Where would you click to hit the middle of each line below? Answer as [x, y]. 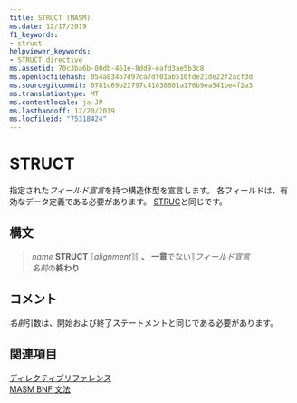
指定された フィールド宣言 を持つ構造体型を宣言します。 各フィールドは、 [145, 191]
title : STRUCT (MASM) [50, 18]
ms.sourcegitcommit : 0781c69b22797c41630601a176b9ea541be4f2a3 [131, 85]
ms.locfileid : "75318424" [58, 119]
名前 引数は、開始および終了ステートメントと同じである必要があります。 [144, 322]
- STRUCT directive [46, 60]
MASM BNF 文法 [40, 389]
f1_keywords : [34, 34]
